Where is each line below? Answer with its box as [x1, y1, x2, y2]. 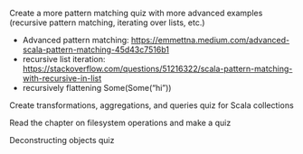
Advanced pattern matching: [22, 35, 129, 45]
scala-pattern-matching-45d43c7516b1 [22, 44, 170, 55]
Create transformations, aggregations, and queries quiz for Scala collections [9, 100, 294, 111]
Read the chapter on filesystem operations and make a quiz [9, 117, 232, 128]
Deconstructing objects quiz [9, 135, 115, 145]
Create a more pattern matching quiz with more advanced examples [9, 8, 263, 18]
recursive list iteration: [22, 54, 106, 64]
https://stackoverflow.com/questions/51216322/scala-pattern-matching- [22, 63, 293, 74]
